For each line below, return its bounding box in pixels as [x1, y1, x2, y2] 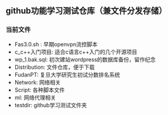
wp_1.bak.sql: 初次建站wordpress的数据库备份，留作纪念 [14, 55, 156, 63]
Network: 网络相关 [14, 78, 61, 86]
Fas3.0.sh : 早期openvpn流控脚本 [14, 40, 98, 47]
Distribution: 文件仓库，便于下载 [14, 63, 95, 71]
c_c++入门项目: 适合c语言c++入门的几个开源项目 [14, 48, 138, 55]
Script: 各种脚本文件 [14, 86, 65, 93]
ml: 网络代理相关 [14, 94, 56, 101]
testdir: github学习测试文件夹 [14, 101, 88, 108]
